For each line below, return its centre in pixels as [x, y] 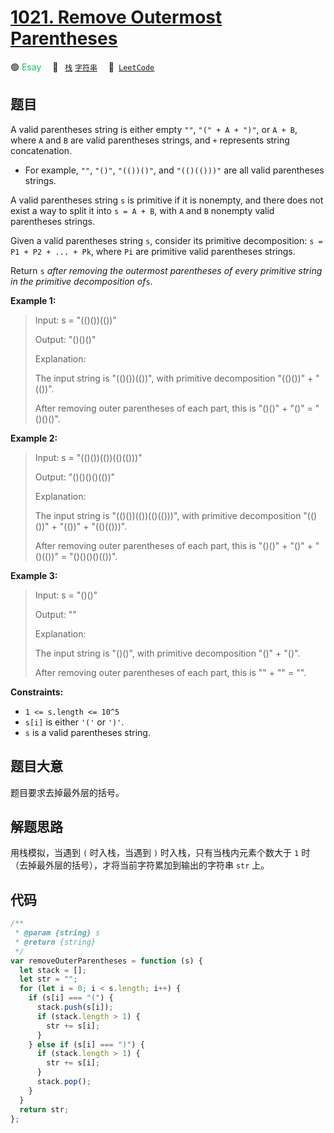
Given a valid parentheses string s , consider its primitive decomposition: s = [166, 240]
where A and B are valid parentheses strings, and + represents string [150, 140]
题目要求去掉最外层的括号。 [67, 792]
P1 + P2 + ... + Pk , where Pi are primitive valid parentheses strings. [153, 251]
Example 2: [34, 438]
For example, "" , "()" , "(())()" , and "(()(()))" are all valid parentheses [174, 170]
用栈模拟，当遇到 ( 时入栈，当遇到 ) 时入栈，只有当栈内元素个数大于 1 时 [160, 853]
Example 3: [34, 575]
